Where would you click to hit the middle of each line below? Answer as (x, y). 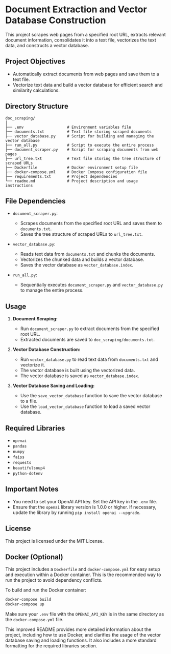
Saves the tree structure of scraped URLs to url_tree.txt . (81, 234)
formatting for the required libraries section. (51, 646)
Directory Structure (37, 106)
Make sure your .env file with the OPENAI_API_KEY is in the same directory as (85, 614)
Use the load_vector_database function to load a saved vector (85, 406)
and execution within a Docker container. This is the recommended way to (83, 575)
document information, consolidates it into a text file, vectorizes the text (81, 40)
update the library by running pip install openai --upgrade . (77, 512)
